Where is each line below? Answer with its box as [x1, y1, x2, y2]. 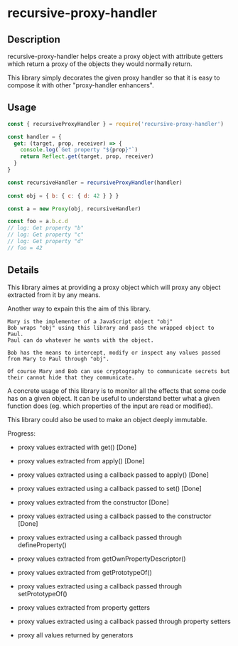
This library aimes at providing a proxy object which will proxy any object [7, 283, 221, 291]
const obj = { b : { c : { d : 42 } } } [7, 192, 119, 200]
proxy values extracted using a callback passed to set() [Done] [17, 484, 202, 492]
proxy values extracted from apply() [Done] [17, 456, 145, 465]
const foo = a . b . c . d [7, 218, 69, 225]
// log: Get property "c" [7, 231, 84, 239]
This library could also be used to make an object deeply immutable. [7, 415, 207, 424]
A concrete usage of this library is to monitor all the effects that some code [7, 386, 227, 395]
